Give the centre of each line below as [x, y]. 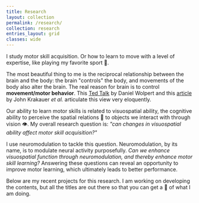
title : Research [26, 12]
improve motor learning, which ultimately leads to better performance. [92, 169]
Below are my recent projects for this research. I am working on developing [98, 181]
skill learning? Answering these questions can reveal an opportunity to [92, 163]
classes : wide [24, 39]
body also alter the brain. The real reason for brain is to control [83, 87]
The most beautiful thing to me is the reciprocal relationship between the [95, 74]
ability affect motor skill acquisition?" [52, 132]
